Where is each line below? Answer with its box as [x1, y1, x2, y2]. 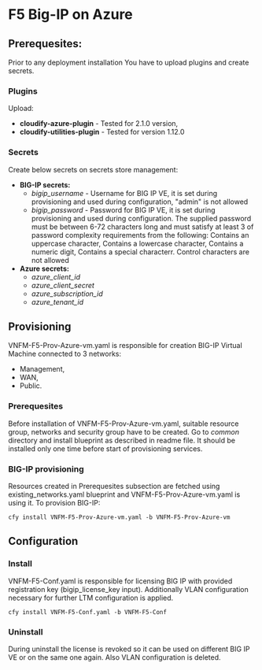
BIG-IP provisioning [8, 463, 84, 474]
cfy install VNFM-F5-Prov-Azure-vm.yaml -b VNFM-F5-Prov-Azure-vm [8, 513, 231, 521]
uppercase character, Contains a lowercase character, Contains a [31, 239, 244, 248]
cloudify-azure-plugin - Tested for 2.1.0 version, [19, 119, 179, 128]
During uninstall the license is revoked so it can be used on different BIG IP [8, 644, 250, 653]
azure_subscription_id [31, 289, 104, 298]
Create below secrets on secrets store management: [8, 165, 179, 174]
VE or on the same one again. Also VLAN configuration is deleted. [8, 652, 222, 662]
